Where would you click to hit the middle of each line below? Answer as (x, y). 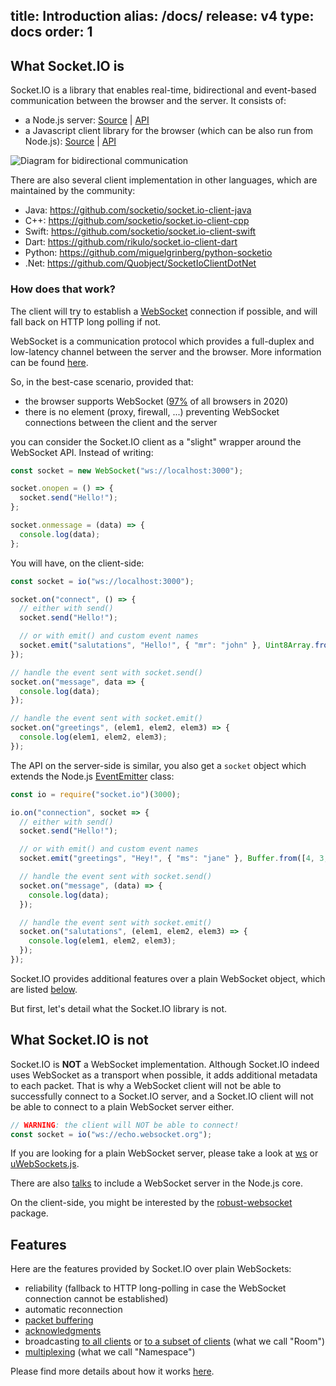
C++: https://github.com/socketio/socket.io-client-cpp (137, 221)
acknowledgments (63, 1331)
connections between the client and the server (121, 422)
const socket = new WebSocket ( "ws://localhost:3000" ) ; (127, 470)
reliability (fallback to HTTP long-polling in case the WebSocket (155, 1288)
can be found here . (49, 362)
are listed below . (44, 989)
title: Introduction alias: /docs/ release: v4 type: (162, 16)
